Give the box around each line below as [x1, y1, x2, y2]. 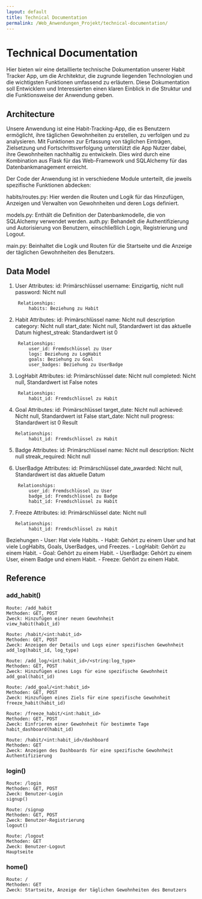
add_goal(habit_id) [6, 673, 55, 680]
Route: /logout [6, 833, 44, 839]
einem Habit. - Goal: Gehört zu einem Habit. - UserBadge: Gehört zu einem [6, 549, 192, 557]
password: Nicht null [14, 288, 66, 295]
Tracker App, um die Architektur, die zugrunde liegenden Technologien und [6, 72, 193, 80]
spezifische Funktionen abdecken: [6, 181, 91, 189]
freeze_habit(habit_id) [6, 700, 66, 706]
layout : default [6, 8, 47, 15]
